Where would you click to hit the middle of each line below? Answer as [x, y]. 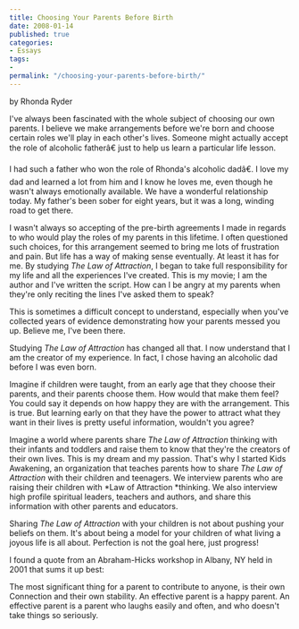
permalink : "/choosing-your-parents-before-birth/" [107, 76]
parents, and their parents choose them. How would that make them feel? [144, 394]
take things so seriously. [54, 615]
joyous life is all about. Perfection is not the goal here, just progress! [134, 542]
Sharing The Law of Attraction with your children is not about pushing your [147, 523]
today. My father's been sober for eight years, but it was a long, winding [142, 200]
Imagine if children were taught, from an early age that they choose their [142, 384]
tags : [19, 59]
